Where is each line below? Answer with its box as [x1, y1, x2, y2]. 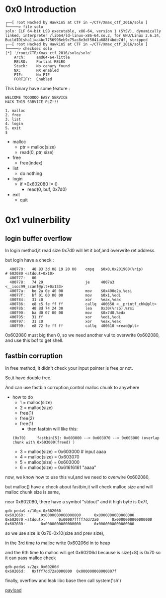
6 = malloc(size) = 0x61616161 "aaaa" [19, 464, 96, 470]
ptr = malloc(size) [19, 144, 56, 150]
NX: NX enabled [14, 68, 59, 73]
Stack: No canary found [14, 63, 70, 68]
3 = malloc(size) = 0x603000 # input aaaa [19, 448, 106, 454]
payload [5, 587, 22, 593]
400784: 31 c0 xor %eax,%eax [9, 297, 121, 302]
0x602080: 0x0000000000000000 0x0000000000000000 [5, 521, 135, 526]
